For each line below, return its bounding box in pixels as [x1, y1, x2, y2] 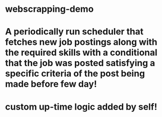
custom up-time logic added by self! [5, 101, 158, 112]
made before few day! [5, 78, 97, 90]
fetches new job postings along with [5, 37, 158, 48]
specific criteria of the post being [5, 68, 145, 79]
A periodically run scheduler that [5, 26, 144, 38]
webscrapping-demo [5, 3, 94, 15]
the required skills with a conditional [5, 47, 158, 58]
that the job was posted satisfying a [5, 58, 155, 69]
